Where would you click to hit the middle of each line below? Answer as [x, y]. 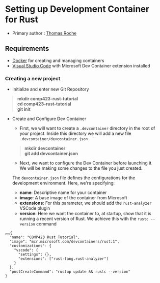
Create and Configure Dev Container [49, 119]
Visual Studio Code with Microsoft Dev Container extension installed [81, 65]
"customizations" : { [30, 246]
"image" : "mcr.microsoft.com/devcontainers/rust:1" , [65, 242]
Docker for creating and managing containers [58, 61]
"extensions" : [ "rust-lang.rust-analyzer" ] [63, 259]
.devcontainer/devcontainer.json [54, 139]
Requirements [27, 48]
